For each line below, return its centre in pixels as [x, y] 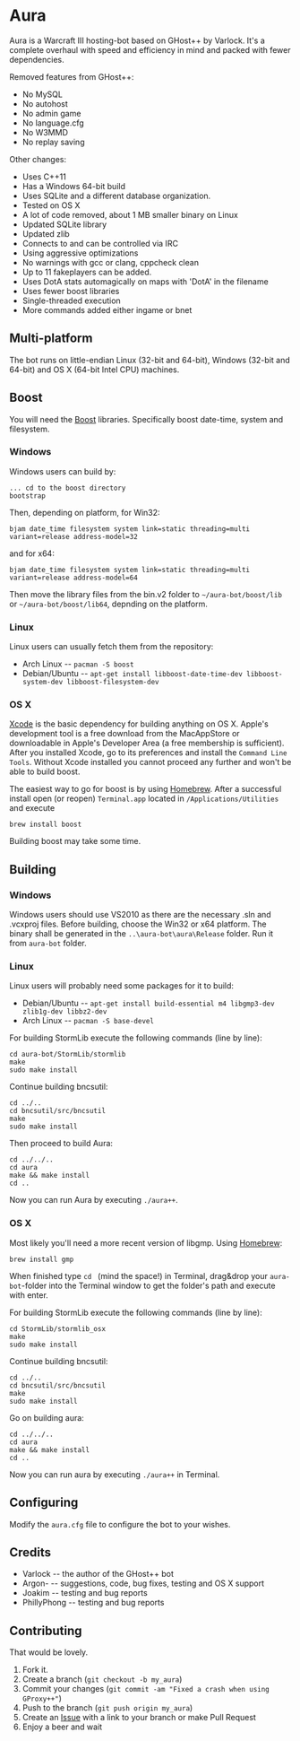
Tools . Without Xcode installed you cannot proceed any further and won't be [150, 762]
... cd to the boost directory [68, 488]
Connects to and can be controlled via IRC [100, 243]
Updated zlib [46, 233]
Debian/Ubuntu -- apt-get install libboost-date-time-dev [133, 674]
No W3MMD [45, 132]
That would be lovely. [49, 1652]
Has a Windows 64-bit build [73, 186]
